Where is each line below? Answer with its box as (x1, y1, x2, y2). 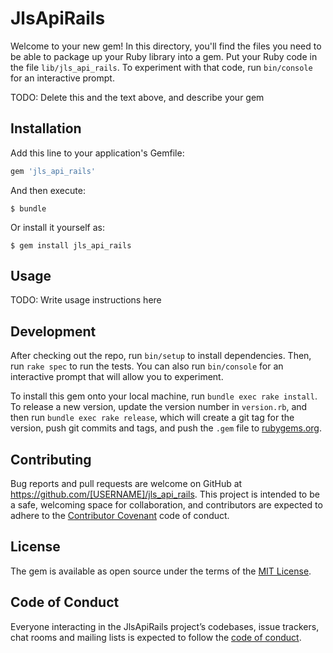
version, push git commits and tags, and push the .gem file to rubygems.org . (10, 422, 323, 434)
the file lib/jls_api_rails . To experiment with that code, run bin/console (10, 61, 313, 73)
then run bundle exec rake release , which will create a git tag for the (10, 412, 295, 424)
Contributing (10, 451, 92, 468)
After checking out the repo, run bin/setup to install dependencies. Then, (10, 350, 312, 362)
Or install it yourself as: (10, 221, 105, 233)
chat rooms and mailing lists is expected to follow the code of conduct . (10, 631, 302, 643)
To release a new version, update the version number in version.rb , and (10, 401, 308, 413)
